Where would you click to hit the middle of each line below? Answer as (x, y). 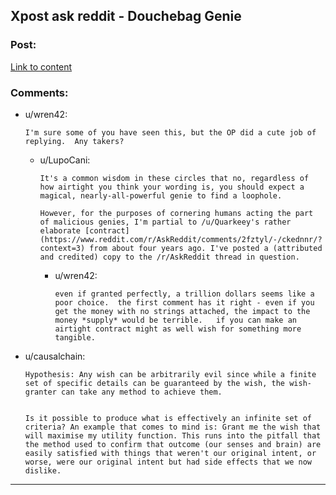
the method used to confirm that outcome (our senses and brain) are (173, 444)
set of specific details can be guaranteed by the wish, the (155, 383)
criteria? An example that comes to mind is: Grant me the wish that (173, 427)
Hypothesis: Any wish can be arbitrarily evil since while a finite (170, 374)
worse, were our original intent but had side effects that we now (168, 462)
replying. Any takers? (74, 141)
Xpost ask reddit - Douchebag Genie (126, 16)
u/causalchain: (55, 356)
